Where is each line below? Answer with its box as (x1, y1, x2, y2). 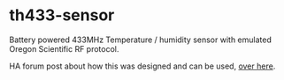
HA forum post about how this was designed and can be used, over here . (9, 61, 276, 71)
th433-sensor (9, 5, 115, 25)
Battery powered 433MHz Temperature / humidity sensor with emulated (9, 34, 272, 45)
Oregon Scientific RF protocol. (9, 43, 119, 54)
